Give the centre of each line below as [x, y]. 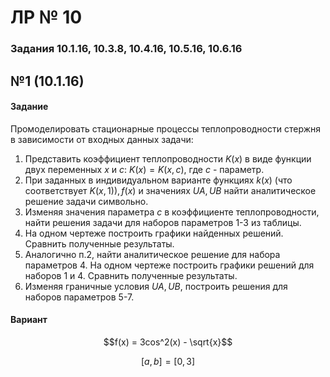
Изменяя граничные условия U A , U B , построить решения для [156, 286]
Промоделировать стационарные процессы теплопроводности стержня [165, 128]
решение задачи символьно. [86, 201]
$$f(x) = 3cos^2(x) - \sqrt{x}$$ [168, 342]
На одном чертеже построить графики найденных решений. [154, 233]
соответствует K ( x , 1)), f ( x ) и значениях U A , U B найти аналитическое [170, 190]
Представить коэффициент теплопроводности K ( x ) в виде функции [168, 158]
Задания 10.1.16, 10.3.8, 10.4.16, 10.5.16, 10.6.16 [126, 49]
